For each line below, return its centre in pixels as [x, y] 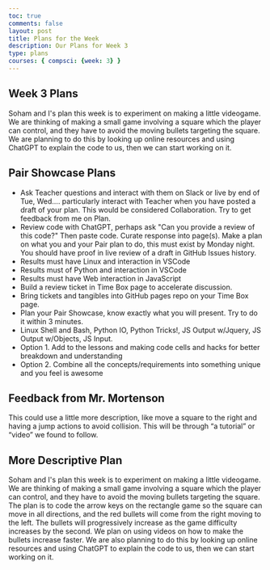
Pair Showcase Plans [62, 173]
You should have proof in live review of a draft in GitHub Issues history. [138, 252]
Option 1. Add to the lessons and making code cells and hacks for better [140, 347]
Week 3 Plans [43, 94]
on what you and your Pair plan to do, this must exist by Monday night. [137, 244]
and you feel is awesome [61, 373]
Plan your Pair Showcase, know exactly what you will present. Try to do [139, 313]
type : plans [28, 53]
